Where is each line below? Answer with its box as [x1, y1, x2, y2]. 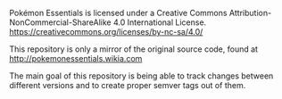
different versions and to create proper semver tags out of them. [9, 80, 246, 90]
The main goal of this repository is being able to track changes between [9, 70, 274, 81]
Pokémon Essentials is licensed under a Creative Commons [9, 8, 228, 18]
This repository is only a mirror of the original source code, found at [9, 44, 259, 54]
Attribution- [228, 8, 272, 18]
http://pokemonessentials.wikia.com [9, 54, 143, 63]
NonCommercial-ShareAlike [9, 17, 112, 28]
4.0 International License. [112, 17, 207, 28]
